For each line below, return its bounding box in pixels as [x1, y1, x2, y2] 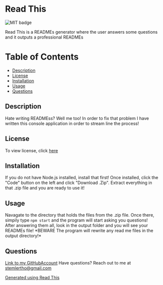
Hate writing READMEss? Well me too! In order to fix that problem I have [5, 115, 149, 121]
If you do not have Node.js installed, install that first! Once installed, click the [5, 175, 159, 181]
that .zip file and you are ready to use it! [5, 185, 85, 191]
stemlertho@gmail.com [5, 265, 52, 271]
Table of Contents [5, 51, 79, 62]
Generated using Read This [5, 274, 60, 280]
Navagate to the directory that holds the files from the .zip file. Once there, [5, 212, 155, 218]
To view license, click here [5, 147, 58, 153]
